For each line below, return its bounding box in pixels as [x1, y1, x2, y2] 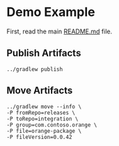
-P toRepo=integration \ [6, 115, 79, 122]
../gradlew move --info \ [6, 103, 81, 110]
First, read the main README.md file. [6, 27, 113, 35]
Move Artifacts [6, 85, 73, 97]
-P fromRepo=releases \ [6, 109, 76, 116]
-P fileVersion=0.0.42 [6, 133, 72, 140]
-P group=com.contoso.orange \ [6, 121, 97, 129]
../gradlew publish [6, 65, 63, 73]
